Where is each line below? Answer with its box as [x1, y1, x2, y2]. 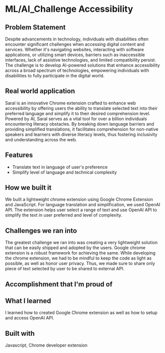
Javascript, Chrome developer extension [5, 342, 88, 348]
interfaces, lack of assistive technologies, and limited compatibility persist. [5, 57, 156, 63]
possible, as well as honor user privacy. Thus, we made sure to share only [5, 260, 155, 266]
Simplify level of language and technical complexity [12, 169, 117, 175]
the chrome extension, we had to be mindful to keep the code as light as [5, 255, 152, 261]
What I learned [5, 297, 51, 305]
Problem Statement [5, 23, 66, 32]
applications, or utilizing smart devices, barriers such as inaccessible [5, 52, 145, 58]
